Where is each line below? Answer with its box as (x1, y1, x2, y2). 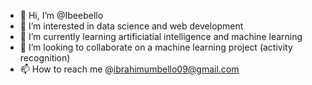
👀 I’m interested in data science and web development (19, 20, 244, 32)
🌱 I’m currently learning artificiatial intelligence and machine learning (19, 31, 303, 42)
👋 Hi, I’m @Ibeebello (19, 10, 104, 21)
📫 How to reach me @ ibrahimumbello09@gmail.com (19, 63, 240, 75)
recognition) (19, 52, 71, 64)
